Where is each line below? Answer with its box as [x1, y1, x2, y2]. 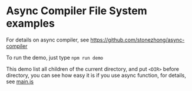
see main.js [6, 78, 34, 85]
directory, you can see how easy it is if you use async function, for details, [6, 71, 187, 79]
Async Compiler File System [6, 4, 147, 18]
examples [6, 17, 55, 30]
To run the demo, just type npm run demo [6, 54, 104, 61]
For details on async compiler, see [6, 36, 90, 43]
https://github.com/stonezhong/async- [90, 36, 185, 43]
